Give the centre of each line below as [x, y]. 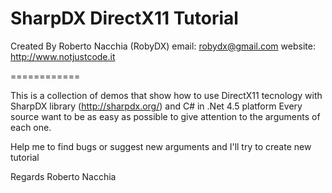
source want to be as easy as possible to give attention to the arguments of [165, 116]
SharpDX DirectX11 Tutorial [124, 18]
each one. [31, 127]
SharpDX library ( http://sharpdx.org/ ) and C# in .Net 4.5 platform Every [156, 106]
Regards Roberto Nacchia [63, 176]
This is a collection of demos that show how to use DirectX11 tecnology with [166, 95]
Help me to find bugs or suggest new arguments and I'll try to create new [161, 146]
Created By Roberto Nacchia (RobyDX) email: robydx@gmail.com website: [163, 46]
